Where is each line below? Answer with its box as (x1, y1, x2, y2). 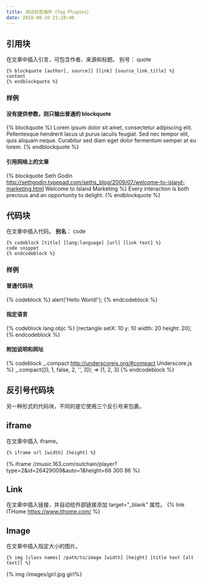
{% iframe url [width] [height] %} (6, 450, 96, 456)
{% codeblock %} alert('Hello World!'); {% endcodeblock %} (6, 296, 158, 303)
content (6, 74, 26, 80)
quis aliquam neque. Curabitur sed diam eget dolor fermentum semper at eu (6, 137, 197, 144)
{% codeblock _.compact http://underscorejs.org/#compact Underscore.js (6, 360, 192, 367)
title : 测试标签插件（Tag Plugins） (6, 9, 92, 15)
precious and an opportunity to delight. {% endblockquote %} (6, 191, 161, 198)
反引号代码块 (6, 385, 55, 395)
